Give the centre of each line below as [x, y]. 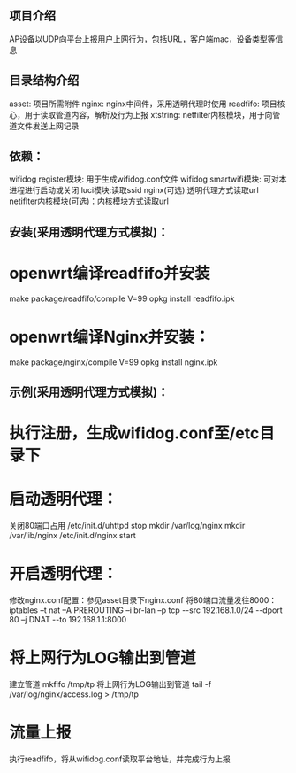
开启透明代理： [64, 574]
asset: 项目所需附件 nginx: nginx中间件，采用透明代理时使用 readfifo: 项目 [144, 104]
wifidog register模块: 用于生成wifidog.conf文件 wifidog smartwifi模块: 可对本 [148, 179]
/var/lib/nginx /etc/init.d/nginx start [73, 536]
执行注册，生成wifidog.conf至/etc [134, 433]
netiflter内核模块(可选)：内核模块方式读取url [89, 201]
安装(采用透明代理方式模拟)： [89, 232]
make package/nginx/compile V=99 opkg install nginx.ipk [114, 362]
